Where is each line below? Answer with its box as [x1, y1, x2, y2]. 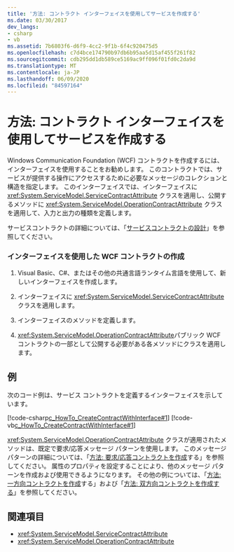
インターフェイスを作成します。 [29, 277, 121, 286]
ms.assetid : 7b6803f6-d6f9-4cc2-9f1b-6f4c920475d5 [7, 43, 158, 50]
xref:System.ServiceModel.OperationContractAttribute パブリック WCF [17, 331, 221, 340]
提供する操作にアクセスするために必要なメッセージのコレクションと [31, 174, 228, 182]
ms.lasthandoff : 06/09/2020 [7, 75, 90, 83]
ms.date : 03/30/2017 [7, 17, 68, 24]
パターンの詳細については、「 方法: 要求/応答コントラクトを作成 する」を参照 [7, 453, 224, 462]
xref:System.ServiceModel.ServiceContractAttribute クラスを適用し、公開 [7, 191, 221, 200]
